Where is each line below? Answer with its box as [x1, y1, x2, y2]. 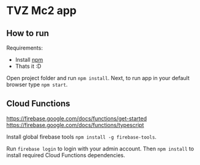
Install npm [15, 56, 43, 63]
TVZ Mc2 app [6, 4, 77, 18]
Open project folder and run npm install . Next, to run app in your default [6, 75, 190, 81]
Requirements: [6, 44, 43, 51]
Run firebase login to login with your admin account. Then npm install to [6, 145, 194, 152]
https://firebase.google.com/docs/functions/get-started [6, 114, 147, 122]
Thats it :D [15, 62, 42, 70]
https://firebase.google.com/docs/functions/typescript [6, 121, 144, 128]
